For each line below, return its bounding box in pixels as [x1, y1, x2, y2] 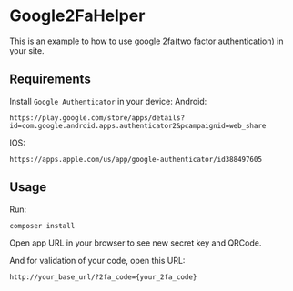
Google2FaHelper [9, 5, 146, 26]
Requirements [9, 72, 91, 87]
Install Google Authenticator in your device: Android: [9, 95, 207, 106]
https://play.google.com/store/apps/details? [9, 113, 185, 123]
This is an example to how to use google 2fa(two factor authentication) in [9, 35, 284, 46]
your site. [9, 45, 45, 55]
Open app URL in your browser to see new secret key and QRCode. [9, 237, 262, 248]
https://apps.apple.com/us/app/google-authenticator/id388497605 [9, 155, 262, 164]
